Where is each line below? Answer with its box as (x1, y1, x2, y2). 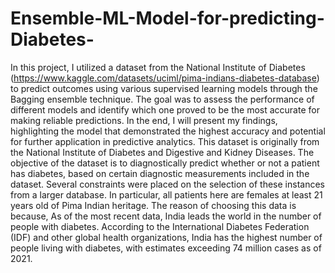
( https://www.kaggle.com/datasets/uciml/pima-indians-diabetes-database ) (10, 72, 320, 84)
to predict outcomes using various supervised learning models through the (10, 82, 318, 94)
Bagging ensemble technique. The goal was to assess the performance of (10, 93, 315, 105)
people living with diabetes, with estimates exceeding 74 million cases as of (10, 242, 322, 254)
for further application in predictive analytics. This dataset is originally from (10, 135, 320, 147)
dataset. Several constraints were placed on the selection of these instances (10, 178, 325, 190)
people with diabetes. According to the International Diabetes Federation (10, 220, 310, 232)
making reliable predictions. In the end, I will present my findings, (10, 114, 278, 126)
